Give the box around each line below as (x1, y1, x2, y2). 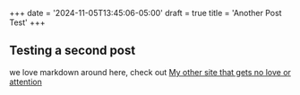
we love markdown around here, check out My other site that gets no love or (9, 66, 291, 77)
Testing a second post (9, 43, 136, 58)
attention (9, 76, 42, 87)
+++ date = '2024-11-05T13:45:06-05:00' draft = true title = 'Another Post (9, 8, 282, 18)
